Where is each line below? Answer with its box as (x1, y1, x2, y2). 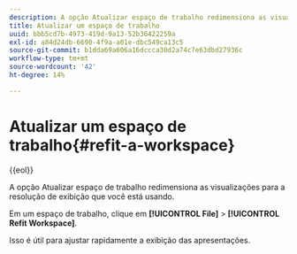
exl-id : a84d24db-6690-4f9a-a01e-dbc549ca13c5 (9, 37, 184, 47)
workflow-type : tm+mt (9, 54, 89, 63)
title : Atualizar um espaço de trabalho (9, 21, 161, 30)
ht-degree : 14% (9, 71, 65, 80)
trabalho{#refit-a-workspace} (9, 135, 236, 155)
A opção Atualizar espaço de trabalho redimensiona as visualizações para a (9, 181, 286, 192)
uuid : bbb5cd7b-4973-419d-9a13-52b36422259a (9, 29, 176, 38)
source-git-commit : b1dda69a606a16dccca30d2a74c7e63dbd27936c (9, 46, 243, 55)
